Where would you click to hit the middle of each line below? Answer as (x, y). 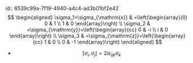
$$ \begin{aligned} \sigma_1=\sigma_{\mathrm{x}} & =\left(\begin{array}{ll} (97, 17)
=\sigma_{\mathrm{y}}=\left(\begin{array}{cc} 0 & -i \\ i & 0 (97, 29)
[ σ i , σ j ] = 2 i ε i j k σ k (102, 54)
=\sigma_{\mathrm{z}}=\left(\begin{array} (136, 36)
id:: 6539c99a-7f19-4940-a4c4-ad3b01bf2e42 (62, 8)
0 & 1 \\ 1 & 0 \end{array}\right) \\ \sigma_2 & (97, 23)
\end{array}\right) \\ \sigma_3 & (47, 36)
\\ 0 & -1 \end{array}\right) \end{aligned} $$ (110, 42)
